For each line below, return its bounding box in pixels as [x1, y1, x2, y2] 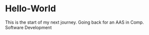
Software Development [5, 24, 52, 30]
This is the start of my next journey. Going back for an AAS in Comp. [5, 19, 144, 25]
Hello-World [5, 3, 56, 14]
